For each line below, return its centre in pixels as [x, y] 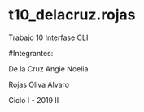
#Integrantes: [31, 53]
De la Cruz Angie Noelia [48, 69]
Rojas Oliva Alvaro [39, 84]
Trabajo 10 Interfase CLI [48, 37]
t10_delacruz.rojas [72, 15]
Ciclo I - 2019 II [34, 100]
